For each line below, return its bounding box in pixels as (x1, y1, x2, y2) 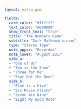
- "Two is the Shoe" (9, 65, 50, 70)
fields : (4, 16, 20, 21)
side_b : (9, 79, 25, 84)
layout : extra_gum (4, 7, 42, 12)
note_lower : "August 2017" (9, 52, 64, 57)
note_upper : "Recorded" (9, 47, 57, 52)
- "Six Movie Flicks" (9, 88, 53, 93)
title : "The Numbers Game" (9, 34, 64, 39)
